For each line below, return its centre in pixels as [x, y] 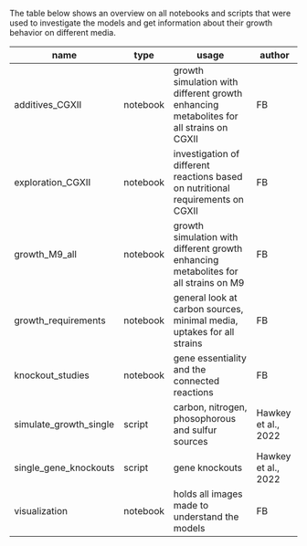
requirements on [208, 199]
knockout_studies [52, 375]
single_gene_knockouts [64, 467]
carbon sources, [208, 309]
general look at [205, 298]
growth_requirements [60, 320]
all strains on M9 [209, 283]
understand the [206, 517]
